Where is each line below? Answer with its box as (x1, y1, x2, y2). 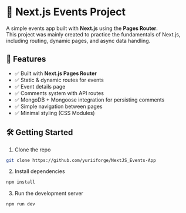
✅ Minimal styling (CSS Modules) (14, 109, 95, 116)
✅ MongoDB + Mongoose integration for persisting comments (14, 96, 165, 103)
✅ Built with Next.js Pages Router (14, 70, 97, 77)
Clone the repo (14, 146, 51, 153)
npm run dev (6, 201, 35, 207)
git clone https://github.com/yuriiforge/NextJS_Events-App (6, 157, 157, 163)
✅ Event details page (14, 83, 66, 90)
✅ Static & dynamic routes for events (14, 76, 104, 83)
